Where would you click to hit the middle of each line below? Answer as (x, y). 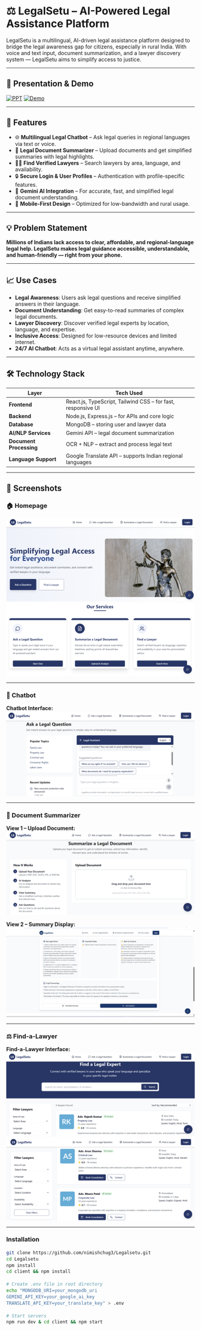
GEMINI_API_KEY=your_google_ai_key (51, 1296)
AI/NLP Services (30, 433)
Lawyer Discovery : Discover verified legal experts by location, (92, 323)
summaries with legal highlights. (54, 156)
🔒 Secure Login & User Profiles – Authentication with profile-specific (100, 176)
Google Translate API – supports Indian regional (124, 456)
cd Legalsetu (22, 1259)
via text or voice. (35, 144)
